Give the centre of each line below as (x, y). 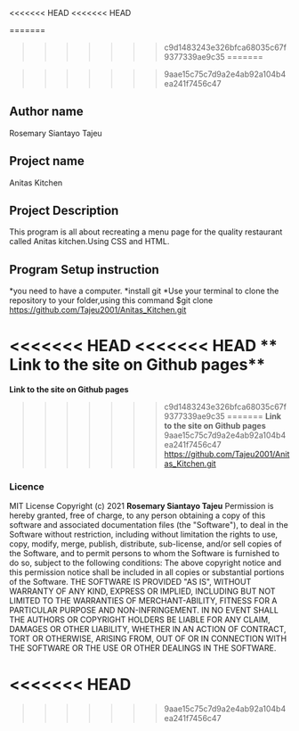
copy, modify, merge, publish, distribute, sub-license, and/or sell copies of (145, 544)
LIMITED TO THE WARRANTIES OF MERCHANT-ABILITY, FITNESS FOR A (143, 601)
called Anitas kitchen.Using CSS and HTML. (89, 242)
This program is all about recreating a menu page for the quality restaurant (146, 232)
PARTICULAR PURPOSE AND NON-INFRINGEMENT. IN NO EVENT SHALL (144, 611)
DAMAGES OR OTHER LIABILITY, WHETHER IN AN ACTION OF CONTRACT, (148, 629)
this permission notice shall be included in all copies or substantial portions (147, 572)
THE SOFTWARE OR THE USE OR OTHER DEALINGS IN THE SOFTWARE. (143, 648)
